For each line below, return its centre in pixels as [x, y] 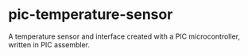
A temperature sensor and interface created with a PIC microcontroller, [124, 36]
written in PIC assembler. [49, 44]
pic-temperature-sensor [91, 15]
